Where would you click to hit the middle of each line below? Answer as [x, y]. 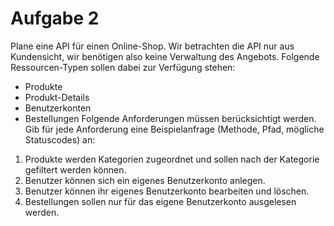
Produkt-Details [57, 97]
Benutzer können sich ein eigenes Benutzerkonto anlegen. [145, 180]
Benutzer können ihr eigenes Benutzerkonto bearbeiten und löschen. [167, 191]
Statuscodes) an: [60, 139]
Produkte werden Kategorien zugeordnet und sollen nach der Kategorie [172, 159]
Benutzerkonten [58, 108]
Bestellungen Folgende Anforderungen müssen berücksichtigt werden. [170, 118]
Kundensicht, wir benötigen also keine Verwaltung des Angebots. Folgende [165, 56]
